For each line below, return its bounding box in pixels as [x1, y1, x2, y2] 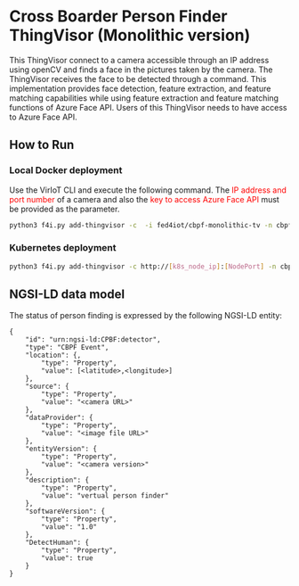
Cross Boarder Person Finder [9, 6, 228, 27]
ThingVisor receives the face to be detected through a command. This [9, 73, 267, 84]
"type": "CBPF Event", [25, 343, 109, 352]
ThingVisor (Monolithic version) [9, 25, 251, 45]
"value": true [41, 554, 93, 563]
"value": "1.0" [41, 523, 98, 532]
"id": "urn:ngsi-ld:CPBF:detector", [25, 335, 162, 344]
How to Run [9, 137, 75, 153]
